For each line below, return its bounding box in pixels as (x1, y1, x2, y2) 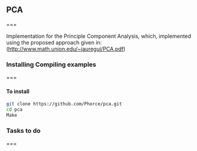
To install (6, 87, 30, 95)
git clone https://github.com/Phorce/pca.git (6, 101, 122, 107)
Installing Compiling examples (6, 60, 97, 69)
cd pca (6, 106, 23, 113)
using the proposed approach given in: (6, 39, 102, 46)
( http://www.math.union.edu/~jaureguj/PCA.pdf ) (6, 45, 126, 52)
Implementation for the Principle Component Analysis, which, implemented (6, 32, 192, 40)
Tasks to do (6, 126, 41, 135)
